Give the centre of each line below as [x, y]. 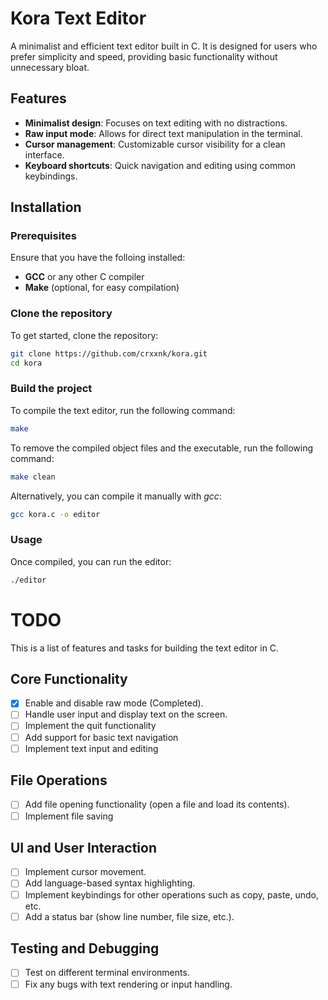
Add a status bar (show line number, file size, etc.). [129, 916]
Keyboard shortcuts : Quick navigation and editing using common [160, 165]
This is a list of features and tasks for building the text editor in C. [145, 648]
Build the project [51, 389]
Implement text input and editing [91, 748]
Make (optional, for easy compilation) [102, 288]
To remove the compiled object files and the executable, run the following [162, 448]
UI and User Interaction [83, 847]
